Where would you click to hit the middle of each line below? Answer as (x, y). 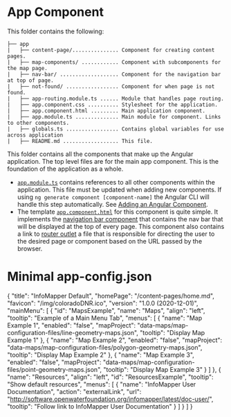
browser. (30, 248)
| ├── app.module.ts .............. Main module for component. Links (114, 117)
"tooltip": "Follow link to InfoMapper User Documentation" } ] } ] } (100, 406)
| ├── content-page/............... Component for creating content (111, 50)
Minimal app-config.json (80, 276)
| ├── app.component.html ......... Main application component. (107, 111)
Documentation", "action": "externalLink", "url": (74, 391)
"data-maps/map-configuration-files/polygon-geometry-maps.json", (105, 347)
